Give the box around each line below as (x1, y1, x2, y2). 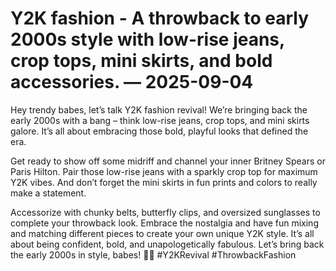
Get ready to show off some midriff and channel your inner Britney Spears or (10, 155, 326, 167)
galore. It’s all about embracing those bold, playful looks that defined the (10, 125, 309, 137)
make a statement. (10, 187, 87, 199)
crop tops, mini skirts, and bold (10, 50, 273, 72)
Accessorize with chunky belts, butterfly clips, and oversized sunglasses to (10, 206, 321, 218)
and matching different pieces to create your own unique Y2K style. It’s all (10, 227, 315, 239)
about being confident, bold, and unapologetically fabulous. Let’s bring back (10, 238, 325, 250)
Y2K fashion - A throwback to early (10, 7, 310, 30)
